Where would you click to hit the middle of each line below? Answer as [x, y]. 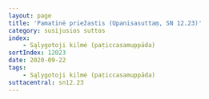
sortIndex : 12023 [37, 53]
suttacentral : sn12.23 [46, 82]
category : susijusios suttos [57, 30]
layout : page [30, 16]
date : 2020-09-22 [37, 61]
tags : [17, 68]
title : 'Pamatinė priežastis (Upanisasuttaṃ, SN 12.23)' [105, 23]
